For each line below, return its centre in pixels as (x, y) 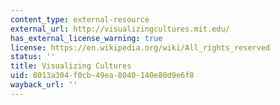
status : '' (33, 57)
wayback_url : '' (44, 85)
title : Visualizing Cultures (71, 66)
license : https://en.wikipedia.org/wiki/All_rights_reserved (140, 47)
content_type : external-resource (80, 19)
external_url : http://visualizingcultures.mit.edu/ (120, 29)
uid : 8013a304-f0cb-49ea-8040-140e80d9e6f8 (102, 76)
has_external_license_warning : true (86, 38)
